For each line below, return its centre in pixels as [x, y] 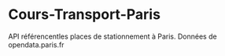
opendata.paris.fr [36, 44]
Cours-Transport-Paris [85, 15]
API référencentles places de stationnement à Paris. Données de [113, 36]
